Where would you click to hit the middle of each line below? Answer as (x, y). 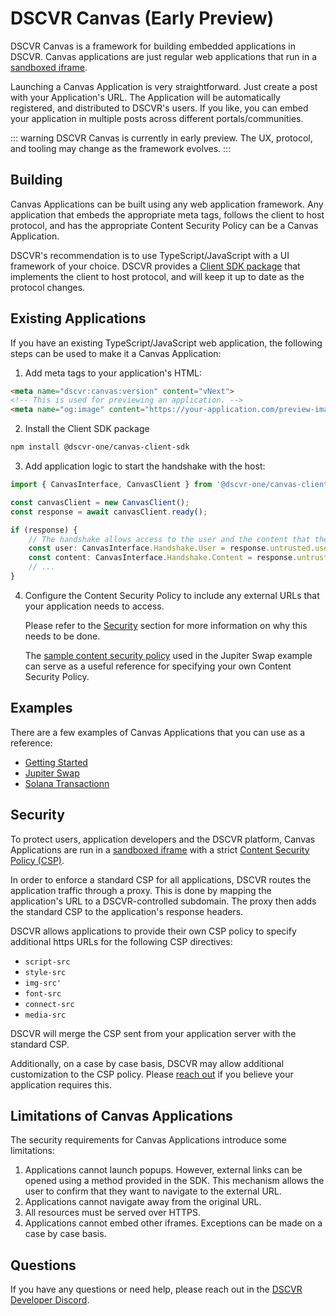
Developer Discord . (50, 1300)
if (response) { (44, 530)
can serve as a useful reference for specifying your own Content (158, 666)
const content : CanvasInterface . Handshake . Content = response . (163, 558)
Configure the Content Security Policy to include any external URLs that (172, 595)
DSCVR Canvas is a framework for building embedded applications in (153, 46)
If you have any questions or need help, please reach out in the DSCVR (156, 1289)
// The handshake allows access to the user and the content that (169, 539)
